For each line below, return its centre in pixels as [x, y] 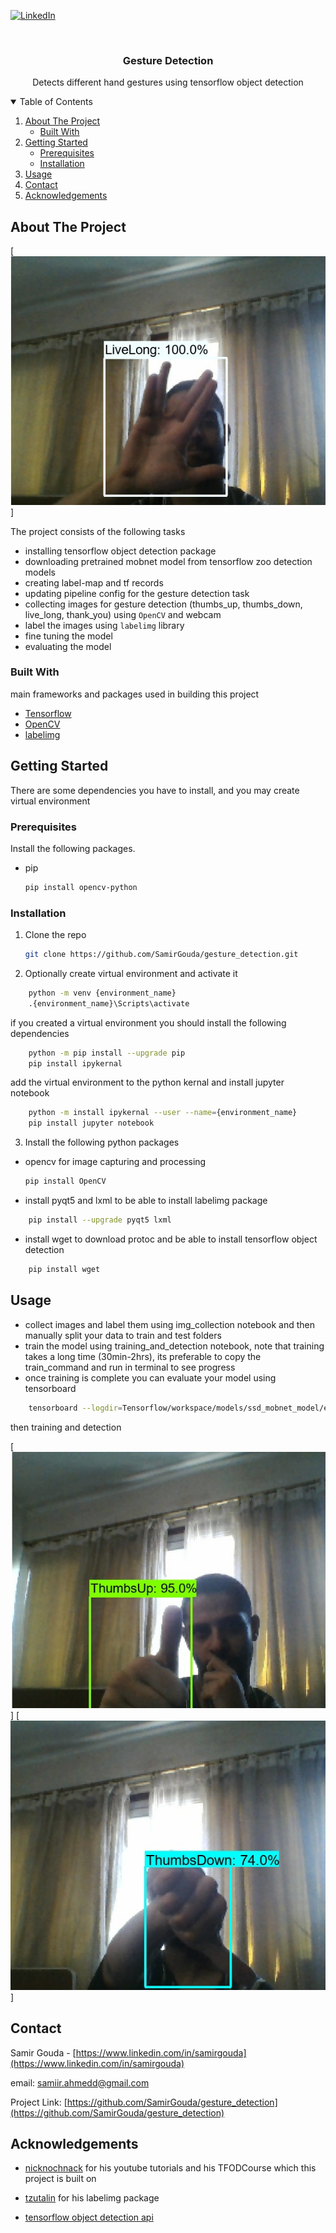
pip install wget [64, 1269]
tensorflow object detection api [89, 2217]
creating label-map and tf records [94, 582]
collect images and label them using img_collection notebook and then [169, 1324]
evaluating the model [68, 646]
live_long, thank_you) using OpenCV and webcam [123, 614]
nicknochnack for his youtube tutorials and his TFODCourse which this [170, 2168]
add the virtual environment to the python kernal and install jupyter [147, 1082]
